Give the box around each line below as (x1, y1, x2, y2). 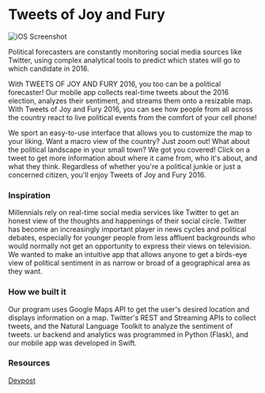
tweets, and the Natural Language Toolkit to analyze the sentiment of (8, 321, 233, 331)
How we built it (8, 286, 67, 297)
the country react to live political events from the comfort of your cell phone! (8, 112, 257, 122)
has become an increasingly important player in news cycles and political (8, 225, 247, 234)
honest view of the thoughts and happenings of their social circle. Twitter (8, 216, 247, 226)
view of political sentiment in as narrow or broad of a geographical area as (8, 259, 251, 268)
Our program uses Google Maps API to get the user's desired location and (8, 304, 250, 314)
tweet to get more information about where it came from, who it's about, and (8, 153, 258, 163)
